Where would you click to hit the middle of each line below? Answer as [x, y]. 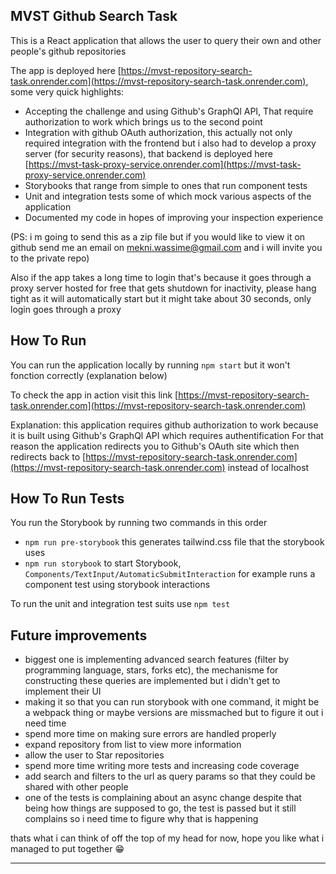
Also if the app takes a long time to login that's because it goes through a [161, 277]
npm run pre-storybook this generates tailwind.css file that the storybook [174, 542]
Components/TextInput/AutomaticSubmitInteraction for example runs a [170, 574]
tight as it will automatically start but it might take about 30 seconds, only [161, 298]
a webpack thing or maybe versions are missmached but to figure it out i [174, 713]
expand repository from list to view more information [133, 745]
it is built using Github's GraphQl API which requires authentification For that [167, 435]
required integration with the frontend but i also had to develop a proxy [170, 143]
